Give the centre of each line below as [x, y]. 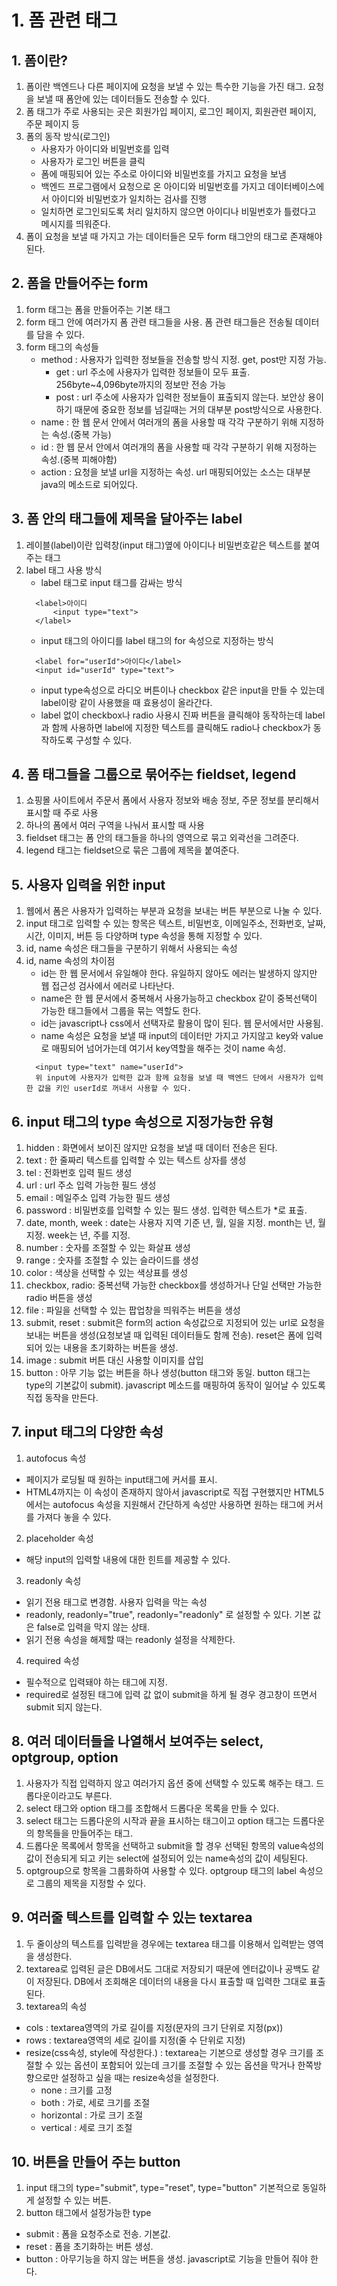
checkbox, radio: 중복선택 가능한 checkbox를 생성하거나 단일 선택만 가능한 [174, 1285]
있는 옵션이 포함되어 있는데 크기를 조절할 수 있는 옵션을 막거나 [175, 2065]
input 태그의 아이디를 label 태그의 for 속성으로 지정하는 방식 [157, 640]
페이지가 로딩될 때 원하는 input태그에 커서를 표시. [121, 1479]
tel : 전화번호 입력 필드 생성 [79, 1173]
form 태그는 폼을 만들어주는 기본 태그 [98, 309]
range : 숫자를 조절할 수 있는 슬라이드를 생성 [112, 1260]
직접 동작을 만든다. [62, 1398]
